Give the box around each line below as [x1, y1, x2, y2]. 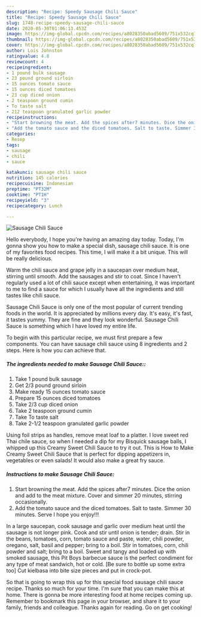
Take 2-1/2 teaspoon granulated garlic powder [14, 420, 130, 427]
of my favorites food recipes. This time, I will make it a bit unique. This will [6, 248, 188, 256]
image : [6, 31, 23, 37]
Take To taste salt [14, 413, 59, 421]
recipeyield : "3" [6, 197, 50, 203]
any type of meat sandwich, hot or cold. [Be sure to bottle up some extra [6, 561, 185, 568]
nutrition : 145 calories [6, 175, 68, 181]
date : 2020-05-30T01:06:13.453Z [6, 25, 87, 32]
